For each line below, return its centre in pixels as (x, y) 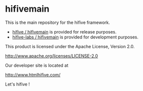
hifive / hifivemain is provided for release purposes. (64, 32)
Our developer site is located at (37, 65)
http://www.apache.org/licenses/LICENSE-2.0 (52, 56)
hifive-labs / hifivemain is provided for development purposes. (75, 37)
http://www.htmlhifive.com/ (33, 74)
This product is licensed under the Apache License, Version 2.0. (70, 46)
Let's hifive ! (18, 84)
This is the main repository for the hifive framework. (58, 22)
